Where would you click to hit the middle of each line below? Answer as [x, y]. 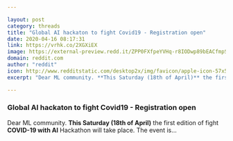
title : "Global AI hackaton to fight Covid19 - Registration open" [107, 32]
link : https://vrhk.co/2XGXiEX [52, 46]
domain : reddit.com [35, 58]
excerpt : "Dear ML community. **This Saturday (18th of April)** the [110, 77]
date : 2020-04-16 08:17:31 [46, 39]
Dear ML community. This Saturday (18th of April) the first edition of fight [113, 122]
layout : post [26, 19]
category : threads [34, 26]
